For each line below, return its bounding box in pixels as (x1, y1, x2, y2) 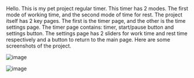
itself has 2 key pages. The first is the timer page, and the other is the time (6, 18, 186, 24)
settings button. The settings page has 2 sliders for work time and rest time (6, 30, 188, 37)
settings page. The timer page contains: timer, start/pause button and (6, 23, 174, 30)
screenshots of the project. (6, 42, 72, 49)
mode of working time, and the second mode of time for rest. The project (6, 11, 183, 18)
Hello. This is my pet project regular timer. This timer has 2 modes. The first (6, 5, 189, 12)
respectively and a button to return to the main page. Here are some (6, 36, 171, 43)
